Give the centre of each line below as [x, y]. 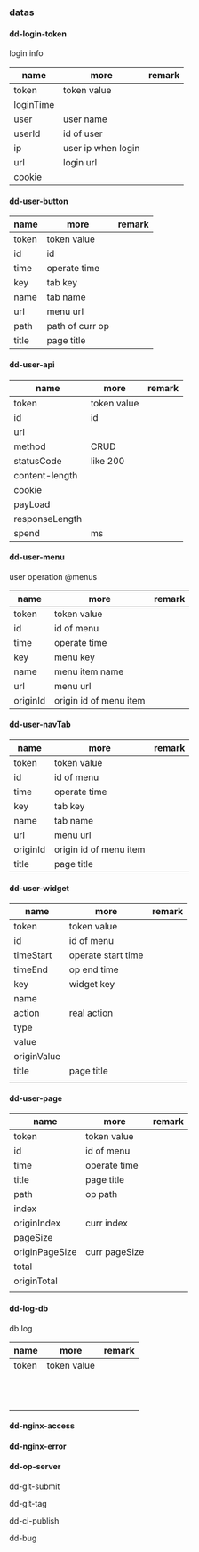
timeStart [33, 955]
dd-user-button [39, 201]
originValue [37, 1057]
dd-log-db [29, 1308]
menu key [74, 657]
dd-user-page [36, 1098]
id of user [84, 133]
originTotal [36, 1281]
